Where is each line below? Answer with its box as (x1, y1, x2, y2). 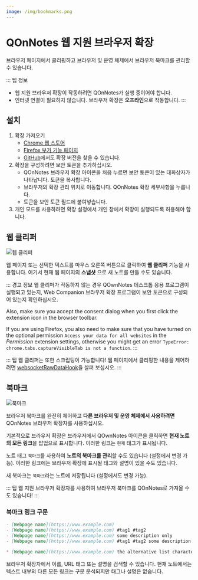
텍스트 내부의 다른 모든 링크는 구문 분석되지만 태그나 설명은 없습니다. (6, 568, 163, 575)
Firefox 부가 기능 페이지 (23, 147, 78, 154)
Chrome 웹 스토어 (23, 139, 65, 146)
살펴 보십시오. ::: (84, 364, 122, 371)
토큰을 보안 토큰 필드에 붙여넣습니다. (23, 198, 107, 205)
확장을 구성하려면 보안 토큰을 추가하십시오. (14, 162, 113, 169)
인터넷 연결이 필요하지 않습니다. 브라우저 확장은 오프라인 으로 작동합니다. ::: (14, 96, 186, 103)
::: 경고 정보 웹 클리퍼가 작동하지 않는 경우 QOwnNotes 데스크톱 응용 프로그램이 (6, 281, 190, 289)
